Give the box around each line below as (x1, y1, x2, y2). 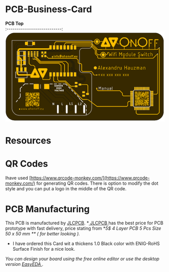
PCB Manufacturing (5, 203, 90, 215)
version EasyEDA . (5, 261, 44, 267)
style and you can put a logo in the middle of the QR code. (5, 185, 126, 191)
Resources (5, 134, 52, 146)
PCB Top (5, 20, 24, 26)
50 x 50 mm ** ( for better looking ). (5, 231, 80, 237)
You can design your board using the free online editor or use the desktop (5, 256, 159, 262)
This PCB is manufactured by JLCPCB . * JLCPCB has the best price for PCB (5, 220, 163, 226)
